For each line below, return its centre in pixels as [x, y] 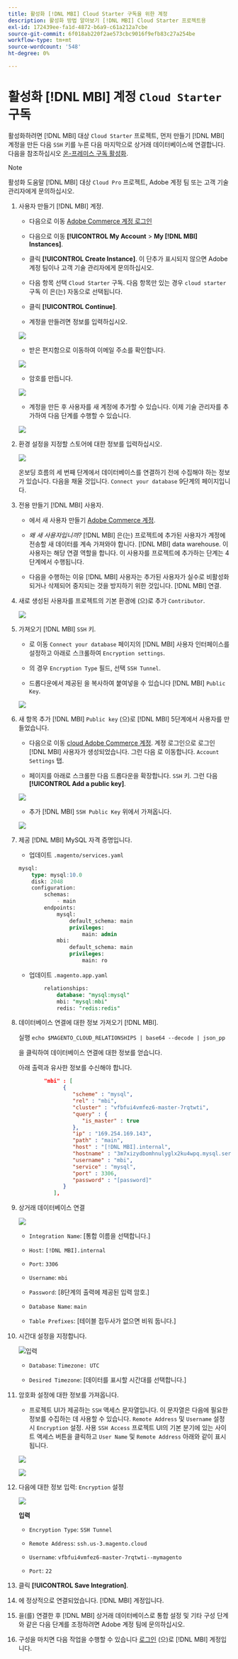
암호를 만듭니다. [51, 378]
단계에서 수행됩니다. [56, 561]
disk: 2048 [47, 882]
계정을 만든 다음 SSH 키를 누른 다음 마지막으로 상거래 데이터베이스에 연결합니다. [117, 144]
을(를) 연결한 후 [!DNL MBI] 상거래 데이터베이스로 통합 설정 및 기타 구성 [117, 1616]
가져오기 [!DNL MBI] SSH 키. [57, 629]
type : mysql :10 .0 [57, 875]
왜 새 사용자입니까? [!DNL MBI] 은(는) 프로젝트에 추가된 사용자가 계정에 [127, 535]
